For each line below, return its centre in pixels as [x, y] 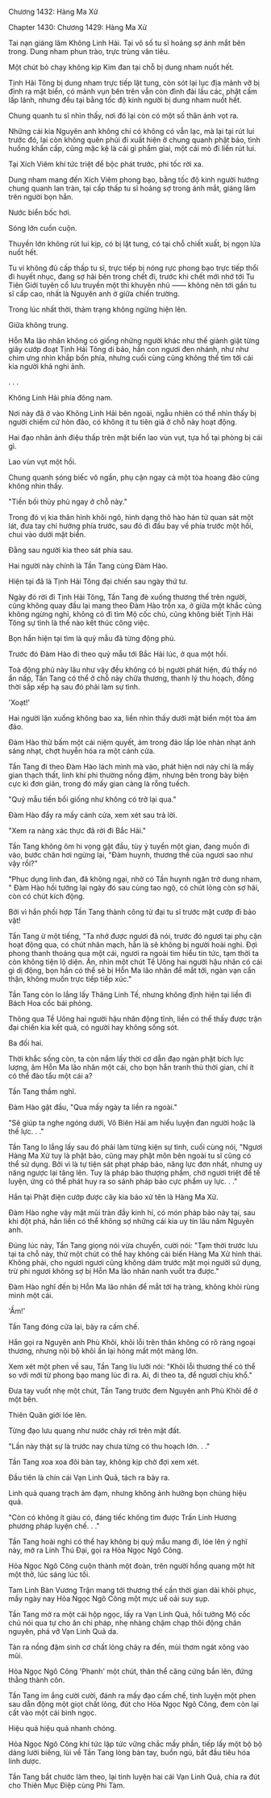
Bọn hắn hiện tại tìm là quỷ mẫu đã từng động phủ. [92, 638]
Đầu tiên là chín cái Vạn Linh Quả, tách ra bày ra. [89, 1477]
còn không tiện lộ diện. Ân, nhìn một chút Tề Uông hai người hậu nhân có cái [135, 962]
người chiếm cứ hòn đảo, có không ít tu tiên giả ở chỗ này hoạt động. [123, 422]
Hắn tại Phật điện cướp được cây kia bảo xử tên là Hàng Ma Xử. [114, 1197]
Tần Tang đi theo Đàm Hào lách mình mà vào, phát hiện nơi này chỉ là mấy [131, 767]
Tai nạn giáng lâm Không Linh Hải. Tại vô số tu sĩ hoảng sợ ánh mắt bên [127, 43]
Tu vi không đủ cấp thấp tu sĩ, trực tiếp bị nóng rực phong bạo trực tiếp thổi [133, 268]
